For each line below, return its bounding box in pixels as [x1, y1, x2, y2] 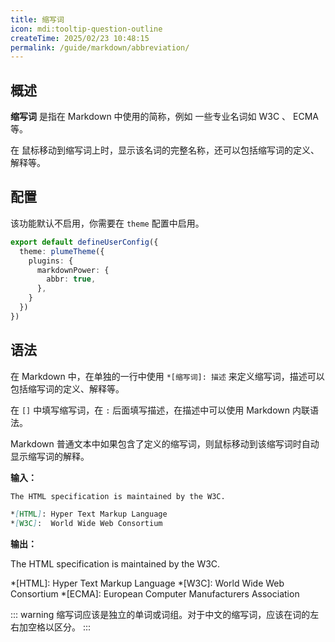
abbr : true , [46, 274, 97, 285]
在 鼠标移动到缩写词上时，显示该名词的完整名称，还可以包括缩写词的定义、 [10, 144, 320, 156]
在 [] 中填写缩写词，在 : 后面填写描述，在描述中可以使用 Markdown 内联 [10, 404, 310, 416]
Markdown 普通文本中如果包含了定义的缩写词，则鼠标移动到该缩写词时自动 [10, 437, 320, 450]
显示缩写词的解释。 [10, 450, 90, 462]
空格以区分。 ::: [27, 621, 92, 633]
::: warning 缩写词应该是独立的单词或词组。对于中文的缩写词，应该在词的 [10, 609, 311, 621]
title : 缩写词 [10, 14, 65, 25]
